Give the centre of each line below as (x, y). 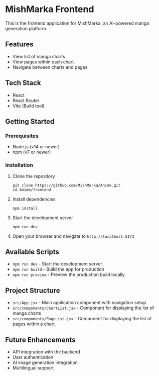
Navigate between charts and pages (50, 67)
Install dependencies (34, 199)
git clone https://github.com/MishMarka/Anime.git (66, 185)
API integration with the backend (46, 352)
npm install (25, 208)
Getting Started (30, 121)
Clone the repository (34, 176)
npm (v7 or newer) (32, 152)
